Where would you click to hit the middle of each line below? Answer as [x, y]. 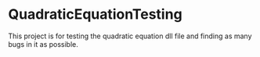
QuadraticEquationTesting [95, 14]
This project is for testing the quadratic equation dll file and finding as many [130, 36]
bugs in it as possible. [43, 44]
